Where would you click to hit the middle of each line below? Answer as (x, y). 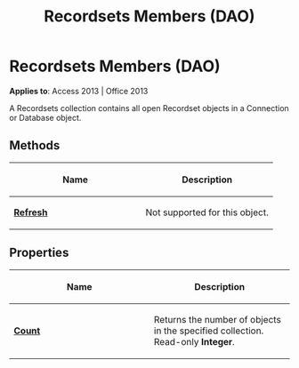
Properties (39, 253)
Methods (35, 145)
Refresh (31, 212)
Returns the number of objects (218, 319)
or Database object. (45, 117)
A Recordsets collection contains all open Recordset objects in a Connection (149, 108)
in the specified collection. (209, 331)
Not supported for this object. (207, 212)
